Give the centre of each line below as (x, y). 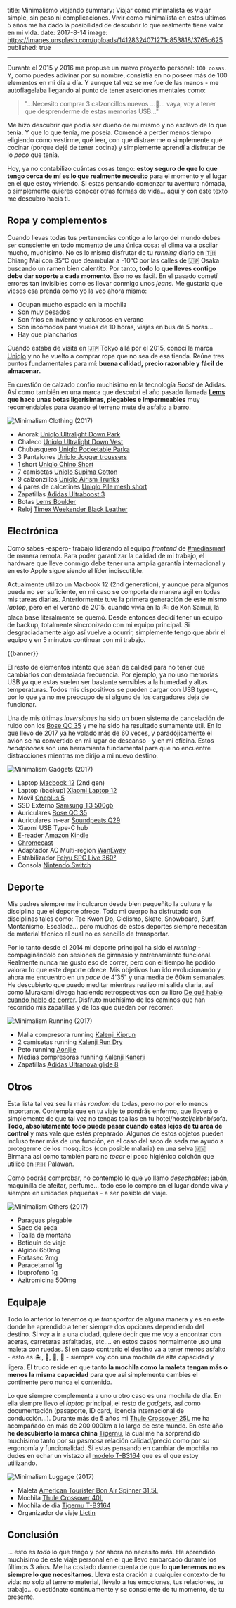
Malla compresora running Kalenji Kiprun (76, 1035)
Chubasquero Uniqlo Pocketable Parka (73, 449)
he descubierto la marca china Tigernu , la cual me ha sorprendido (104, 1433)
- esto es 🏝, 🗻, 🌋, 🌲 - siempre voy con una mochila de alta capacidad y (111, 1357)
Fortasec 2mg (38, 1258)
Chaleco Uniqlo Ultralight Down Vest (70, 441)
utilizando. (22, 1463)
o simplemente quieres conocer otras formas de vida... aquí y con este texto (118, 191)
